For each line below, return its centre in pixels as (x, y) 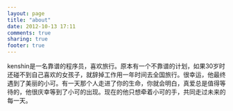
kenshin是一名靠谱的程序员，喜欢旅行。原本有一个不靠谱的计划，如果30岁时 (116, 66)
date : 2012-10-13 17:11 (42, 26)
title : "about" (29, 20)
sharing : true (28, 39)
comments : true (29, 33)
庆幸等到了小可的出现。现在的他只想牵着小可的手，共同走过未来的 (131, 92)
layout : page (26, 13)
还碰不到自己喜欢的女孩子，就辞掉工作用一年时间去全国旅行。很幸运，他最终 (116, 74)
